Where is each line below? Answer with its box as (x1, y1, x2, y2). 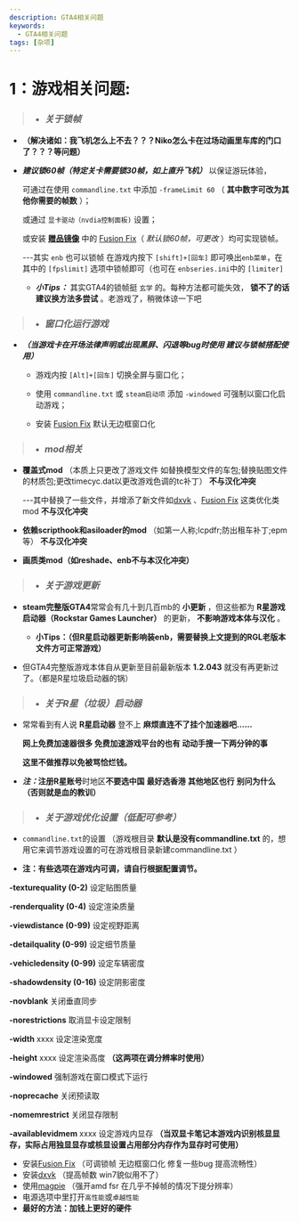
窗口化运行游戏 (44, 317, 109, 330)
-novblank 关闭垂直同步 (9, 996, 98, 1006)
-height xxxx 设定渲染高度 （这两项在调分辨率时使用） (9, 1053, 209, 1063)
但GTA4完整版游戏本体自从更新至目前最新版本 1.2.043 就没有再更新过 (21, 661, 279, 672)
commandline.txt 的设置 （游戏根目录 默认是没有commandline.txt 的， (21, 834, 279, 844)
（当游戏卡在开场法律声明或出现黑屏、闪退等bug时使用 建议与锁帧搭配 (21, 339, 281, 350)
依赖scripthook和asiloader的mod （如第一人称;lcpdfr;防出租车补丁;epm (21, 525, 287, 535)
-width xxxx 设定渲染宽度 (9, 1034, 103, 1045)
